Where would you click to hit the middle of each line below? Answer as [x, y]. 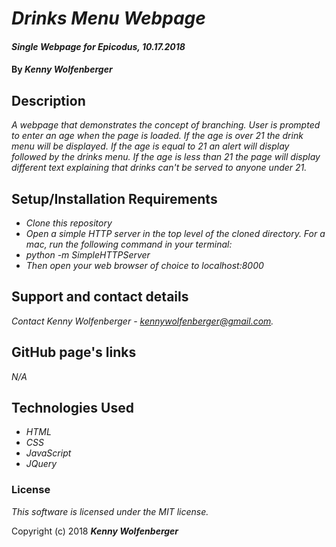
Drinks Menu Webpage [108, 18]
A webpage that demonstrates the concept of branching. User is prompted [166, 125]
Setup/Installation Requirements [114, 198]
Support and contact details [100, 297]
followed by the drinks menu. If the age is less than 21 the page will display [166, 157]
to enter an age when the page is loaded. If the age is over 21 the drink [157, 136]
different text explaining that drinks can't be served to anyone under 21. [159, 168]
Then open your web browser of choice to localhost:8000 [144, 265]
